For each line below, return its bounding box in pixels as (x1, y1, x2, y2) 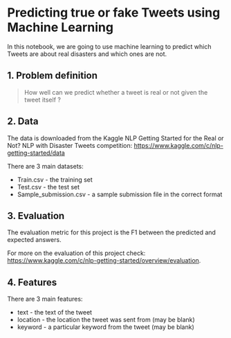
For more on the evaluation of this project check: (7, 249, 146, 257)
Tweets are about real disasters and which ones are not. (7, 50, 167, 58)
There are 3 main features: (7, 295, 83, 303)
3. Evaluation (7, 209, 65, 222)
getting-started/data (7, 149, 66, 157)
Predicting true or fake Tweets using (7, 5, 221, 21)
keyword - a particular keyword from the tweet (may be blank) (17, 323, 195, 331)
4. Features (7, 276, 57, 288)
